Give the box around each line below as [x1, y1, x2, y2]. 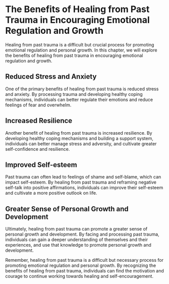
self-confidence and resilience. [5, 146, 70, 152]
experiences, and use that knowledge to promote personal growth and [5, 242, 151, 248]
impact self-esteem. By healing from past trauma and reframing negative [5, 179, 157, 185]
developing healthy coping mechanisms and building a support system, [5, 135, 154, 141]
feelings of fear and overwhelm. [5, 102, 72, 108]
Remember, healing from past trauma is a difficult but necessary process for [5, 257, 164, 263]
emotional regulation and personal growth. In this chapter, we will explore [5, 47, 157, 53]
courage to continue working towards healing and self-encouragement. [5, 273, 154, 279]
